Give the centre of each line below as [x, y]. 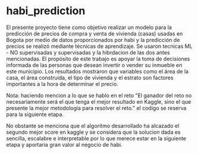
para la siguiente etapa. [35, 114]
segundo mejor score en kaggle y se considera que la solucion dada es [93, 132]
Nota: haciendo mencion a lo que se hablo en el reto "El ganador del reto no [99, 95]
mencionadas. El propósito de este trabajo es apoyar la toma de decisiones [98, 59]
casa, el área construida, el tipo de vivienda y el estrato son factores [90, 78]
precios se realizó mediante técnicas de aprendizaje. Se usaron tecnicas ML [99, 46]
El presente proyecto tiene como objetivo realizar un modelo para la [89, 27]
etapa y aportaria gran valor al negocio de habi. [65, 145]
